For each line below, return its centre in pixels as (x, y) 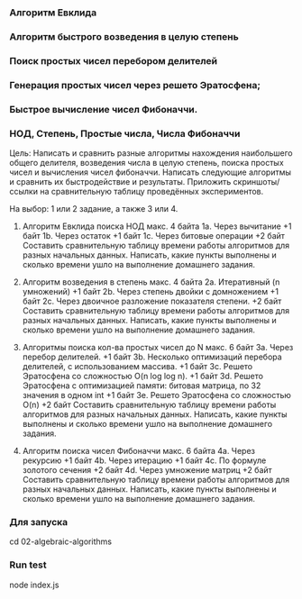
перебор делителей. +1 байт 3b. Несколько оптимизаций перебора (152, 357)
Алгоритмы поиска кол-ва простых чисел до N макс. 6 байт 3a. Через (158, 347)
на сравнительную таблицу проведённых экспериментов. (152, 191)
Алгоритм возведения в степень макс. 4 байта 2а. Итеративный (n (151, 282)
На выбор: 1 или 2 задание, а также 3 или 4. (94, 208)
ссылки (24, 191)
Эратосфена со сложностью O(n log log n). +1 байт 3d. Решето (143, 376)
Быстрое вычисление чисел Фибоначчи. (104, 109)
